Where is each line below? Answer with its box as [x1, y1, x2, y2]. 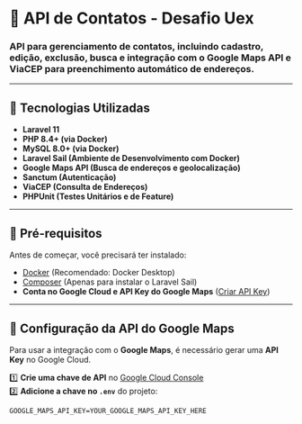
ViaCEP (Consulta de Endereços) [22, 182, 148, 193]
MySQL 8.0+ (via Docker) [22, 143, 120, 154]
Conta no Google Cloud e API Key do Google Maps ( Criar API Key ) [22, 286, 271, 297]
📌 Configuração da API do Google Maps [9, 320, 235, 336]
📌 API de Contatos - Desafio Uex [9, 8, 254, 29]
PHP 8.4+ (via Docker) [22, 134, 108, 145]
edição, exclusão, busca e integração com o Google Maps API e [9, 51, 292, 64]
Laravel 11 [22, 124, 60, 135]
